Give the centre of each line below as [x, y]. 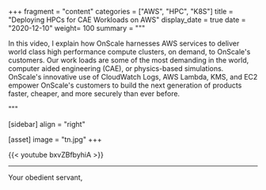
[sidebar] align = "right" [47, 124]
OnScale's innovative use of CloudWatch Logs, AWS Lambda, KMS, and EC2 [133, 77]
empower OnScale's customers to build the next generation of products [125, 85]
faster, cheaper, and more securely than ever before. [94, 93]
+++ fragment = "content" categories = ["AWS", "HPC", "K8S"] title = [121, 11]
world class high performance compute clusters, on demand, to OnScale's [129, 52]
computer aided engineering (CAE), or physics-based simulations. [116, 69]
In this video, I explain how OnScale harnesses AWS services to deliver [124, 43]
